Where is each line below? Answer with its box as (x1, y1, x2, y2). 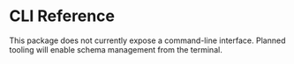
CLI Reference (9, 6, 115, 26)
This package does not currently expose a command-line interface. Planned (9, 35, 286, 46)
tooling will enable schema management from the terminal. (9, 44, 222, 54)
